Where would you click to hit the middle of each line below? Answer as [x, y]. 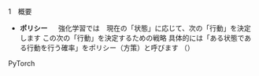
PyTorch [22, 63]
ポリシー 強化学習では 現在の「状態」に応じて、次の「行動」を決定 [135, 28]
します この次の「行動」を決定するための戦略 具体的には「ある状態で [132, 38]
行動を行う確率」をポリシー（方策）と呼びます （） [110, 48]
